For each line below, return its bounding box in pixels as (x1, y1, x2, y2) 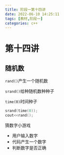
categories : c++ (5, 20, 38, 26)
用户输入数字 (12, 133, 38, 138)
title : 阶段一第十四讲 (5, 7, 46, 12)
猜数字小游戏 (5, 122, 31, 128)
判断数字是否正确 (12, 145, 47, 151)
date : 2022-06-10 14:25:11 (5, 12, 60, 17)
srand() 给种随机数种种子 (5, 88, 55, 94)
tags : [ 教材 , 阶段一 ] (5, 16, 43, 21)
